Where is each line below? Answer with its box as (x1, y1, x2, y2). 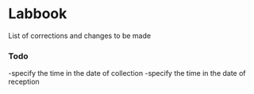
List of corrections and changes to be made (8, 31, 152, 40)
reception (8, 77, 40, 87)
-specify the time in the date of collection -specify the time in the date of (8, 69, 246, 78)
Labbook (8, 5, 67, 23)
